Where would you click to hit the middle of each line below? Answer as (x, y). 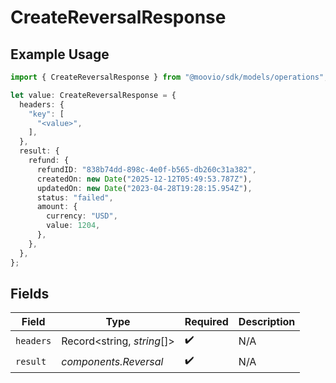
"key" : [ (46, 114)
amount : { (57, 207)
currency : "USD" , (82, 216)
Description (267, 322)
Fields (30, 293)
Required (206, 322)
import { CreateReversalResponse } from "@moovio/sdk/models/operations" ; (169, 77)
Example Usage (60, 54)
